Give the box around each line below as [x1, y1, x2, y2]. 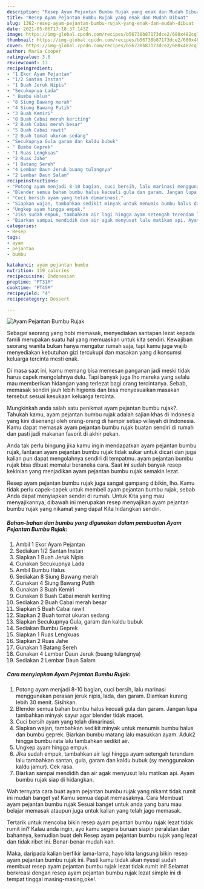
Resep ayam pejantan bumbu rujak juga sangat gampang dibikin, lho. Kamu [7, 479, 195, 487]
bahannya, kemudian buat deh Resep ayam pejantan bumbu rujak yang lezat [7, 831, 197, 839]
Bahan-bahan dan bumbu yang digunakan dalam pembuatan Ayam [7, 519, 182, 526]
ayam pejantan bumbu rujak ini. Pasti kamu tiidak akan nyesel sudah [7, 856, 177, 864]
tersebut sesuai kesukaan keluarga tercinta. [7, 393, 116, 400]
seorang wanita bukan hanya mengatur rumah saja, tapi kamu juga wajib [7, 342, 188, 350]
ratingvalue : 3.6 [7, 54, 51, 60]
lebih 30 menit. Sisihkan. [15, 699, 77, 706]
